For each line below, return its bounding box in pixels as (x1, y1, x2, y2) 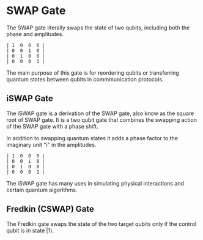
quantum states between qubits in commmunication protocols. (6, 75, 164, 83)
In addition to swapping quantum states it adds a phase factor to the (6, 134, 179, 141)
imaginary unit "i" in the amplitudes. (6, 141, 97, 148)
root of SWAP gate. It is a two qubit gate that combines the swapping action (6, 116, 197, 123)
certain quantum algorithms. (6, 186, 78, 193)
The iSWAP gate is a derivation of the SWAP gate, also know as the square (6, 110, 194, 117)
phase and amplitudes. (6, 30, 64, 37)
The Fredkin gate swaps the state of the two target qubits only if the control (6, 220, 197, 227)
